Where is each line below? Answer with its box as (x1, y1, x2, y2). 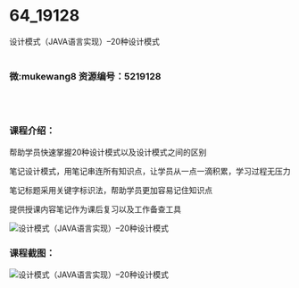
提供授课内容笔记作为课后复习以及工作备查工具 (9, 203, 181, 215)
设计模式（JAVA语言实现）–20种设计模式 (9, 36, 161, 47)
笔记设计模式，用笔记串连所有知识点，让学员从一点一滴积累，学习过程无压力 (9, 165, 291, 176)
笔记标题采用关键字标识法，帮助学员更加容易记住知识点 (9, 184, 212, 195)
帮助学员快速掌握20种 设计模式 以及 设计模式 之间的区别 (9, 147, 207, 157)
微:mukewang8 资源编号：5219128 (9, 70, 162, 82)
